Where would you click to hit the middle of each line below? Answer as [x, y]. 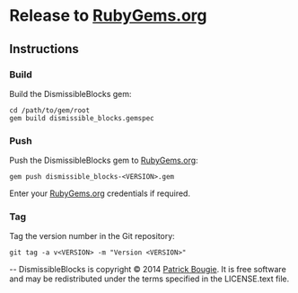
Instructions [44, 49]
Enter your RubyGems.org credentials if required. [100, 193]
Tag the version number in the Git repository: [92, 236]
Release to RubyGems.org [108, 16]
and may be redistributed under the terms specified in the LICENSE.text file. [149, 279]
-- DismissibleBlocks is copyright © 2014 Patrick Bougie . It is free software [148, 270]
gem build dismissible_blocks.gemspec [82, 118]
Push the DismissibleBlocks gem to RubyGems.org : [104, 160]
